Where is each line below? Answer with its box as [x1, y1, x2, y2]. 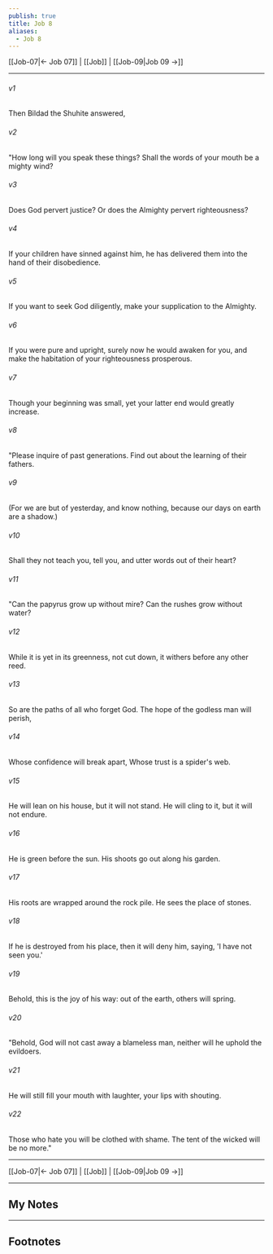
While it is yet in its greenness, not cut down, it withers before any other [8, 652, 249, 662]
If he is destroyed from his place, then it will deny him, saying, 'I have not [8, 941, 252, 951]
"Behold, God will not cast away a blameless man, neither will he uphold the [8, 1038, 262, 1048]
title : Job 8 [8, 20, 53, 28]
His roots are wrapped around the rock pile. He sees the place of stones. [8, 897, 252, 907]
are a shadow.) [8, 512, 58, 521]
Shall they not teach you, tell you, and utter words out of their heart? [8, 556, 237, 565]
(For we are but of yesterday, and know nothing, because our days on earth [8, 503, 262, 513]
